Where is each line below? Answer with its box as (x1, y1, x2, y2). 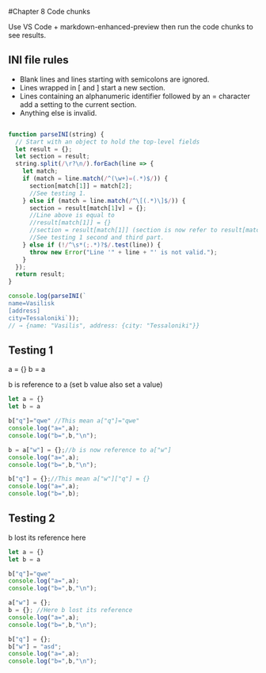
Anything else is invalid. (19, 108, 97, 117)
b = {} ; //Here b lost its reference (8, 606, 133, 614)
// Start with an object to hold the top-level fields (15, 138, 200, 146)
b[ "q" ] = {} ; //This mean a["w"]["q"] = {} (8, 475, 150, 483)
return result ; (15, 270, 66, 278)
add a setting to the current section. (19, 99, 137, 109)
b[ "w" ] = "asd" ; (8, 642, 62, 651)
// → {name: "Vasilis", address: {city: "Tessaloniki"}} (8, 321, 200, 330)
